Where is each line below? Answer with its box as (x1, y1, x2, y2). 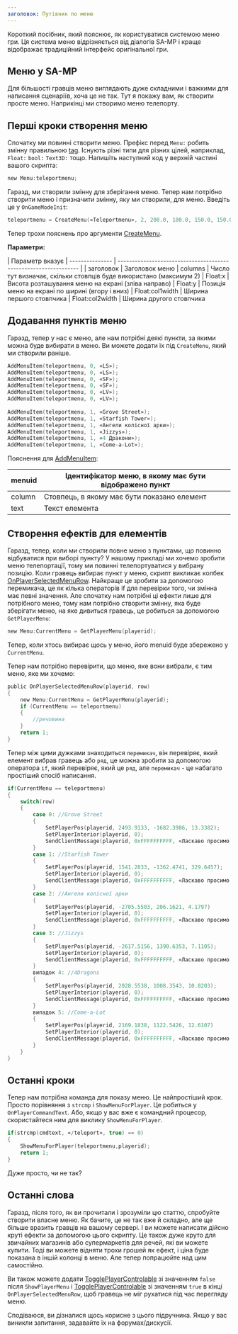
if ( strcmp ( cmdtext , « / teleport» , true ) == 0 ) (7, 1129, 144, 1137)
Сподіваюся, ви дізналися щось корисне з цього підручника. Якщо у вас (7, 1311, 227, 1319)
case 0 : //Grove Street (33, 811, 103, 818)
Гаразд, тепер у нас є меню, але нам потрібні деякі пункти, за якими (7, 334, 216, 342)
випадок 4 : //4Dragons (33, 969, 100, 976)
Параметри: (7, 243, 45, 251)
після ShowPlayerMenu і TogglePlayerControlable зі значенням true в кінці (7, 1282, 223, 1290)
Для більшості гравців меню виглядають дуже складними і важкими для (7, 84, 229, 93)
